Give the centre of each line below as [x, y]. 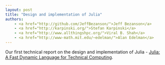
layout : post [19, 10]
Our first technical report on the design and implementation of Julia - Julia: [82, 52]
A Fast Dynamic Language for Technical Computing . [59, 57]
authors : [14, 19]
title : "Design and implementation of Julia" [54, 14]
